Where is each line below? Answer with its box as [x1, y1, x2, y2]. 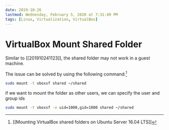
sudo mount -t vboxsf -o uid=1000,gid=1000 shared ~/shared [5, 105, 134, 110]
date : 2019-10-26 [5, 7, 42, 13]
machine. [5, 60, 25, 67]
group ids [5, 95, 25, 101]
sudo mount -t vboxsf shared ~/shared [5, 81, 87, 86]
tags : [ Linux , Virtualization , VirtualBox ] [5, 17, 98, 22]
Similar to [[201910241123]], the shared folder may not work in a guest [5, 55, 150, 61]
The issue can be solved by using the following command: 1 [5, 70, 127, 77]
